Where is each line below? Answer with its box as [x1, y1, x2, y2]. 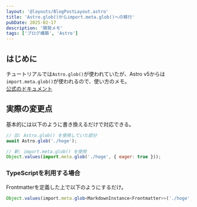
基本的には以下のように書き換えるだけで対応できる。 [6, 121, 135, 128]
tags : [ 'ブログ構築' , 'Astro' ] [6, 31, 78, 36]
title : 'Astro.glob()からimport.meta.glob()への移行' [6, 14, 135, 20]
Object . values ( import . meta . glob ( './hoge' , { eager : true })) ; [6, 154, 161, 160]
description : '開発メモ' [6, 25, 63, 31]
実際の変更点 [6, 104, 53, 114]
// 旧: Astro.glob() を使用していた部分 [6, 132, 97, 138]
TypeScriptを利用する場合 [6, 169, 81, 177]
